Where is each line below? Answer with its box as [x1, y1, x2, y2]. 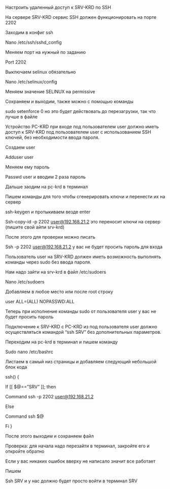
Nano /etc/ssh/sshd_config [5, 39, 62, 45]
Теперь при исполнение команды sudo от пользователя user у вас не [5, 308, 156, 314]
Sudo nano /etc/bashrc [5, 349, 53, 355]
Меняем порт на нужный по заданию [5, 49, 86, 55]
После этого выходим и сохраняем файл [5, 433, 94, 439]
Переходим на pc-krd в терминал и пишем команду [5, 339, 118, 345]
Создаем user [5, 145, 36, 150]
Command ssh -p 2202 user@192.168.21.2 [5, 394, 94, 399]
